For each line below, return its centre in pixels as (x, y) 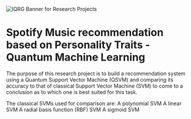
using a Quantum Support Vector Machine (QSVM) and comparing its (90, 79)
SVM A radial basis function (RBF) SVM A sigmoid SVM (73, 109)
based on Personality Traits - (78, 45)
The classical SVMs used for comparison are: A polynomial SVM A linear (94, 103)
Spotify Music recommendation (85, 33)
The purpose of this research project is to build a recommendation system (96, 73)
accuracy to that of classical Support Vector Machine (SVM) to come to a (95, 86)
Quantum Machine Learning (76, 57)
